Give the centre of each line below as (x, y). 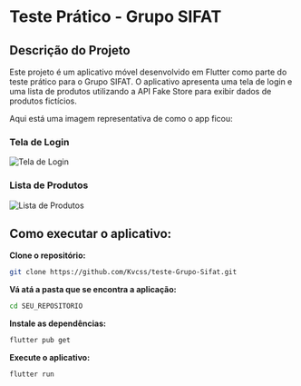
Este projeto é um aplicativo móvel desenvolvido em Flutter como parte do (148, 72)
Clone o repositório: (48, 255)
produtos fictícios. (43, 101)
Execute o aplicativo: (50, 358)
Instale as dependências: (58, 323)
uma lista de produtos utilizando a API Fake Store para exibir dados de (141, 91)
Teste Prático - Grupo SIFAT (116, 17)
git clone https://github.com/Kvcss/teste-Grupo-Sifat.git (123, 272)
